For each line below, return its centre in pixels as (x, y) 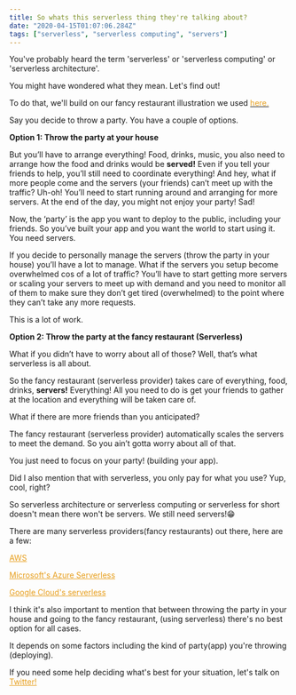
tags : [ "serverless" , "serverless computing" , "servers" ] (118, 34)
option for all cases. (45, 628)
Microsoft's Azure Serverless (62, 575)
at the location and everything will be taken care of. (103, 400)
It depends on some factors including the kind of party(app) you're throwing (148, 646)
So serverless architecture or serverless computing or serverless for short (145, 505)
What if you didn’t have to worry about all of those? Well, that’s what (133, 354)
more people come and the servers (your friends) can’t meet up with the (141, 183)
